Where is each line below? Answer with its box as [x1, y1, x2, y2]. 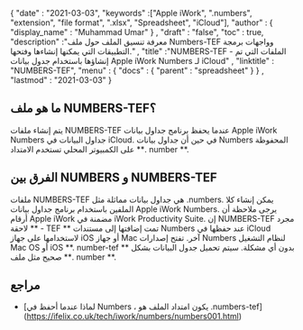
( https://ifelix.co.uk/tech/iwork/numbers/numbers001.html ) [23, 311, 243, 322]
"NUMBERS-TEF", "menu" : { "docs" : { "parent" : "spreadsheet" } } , [10, 65, 264, 76]
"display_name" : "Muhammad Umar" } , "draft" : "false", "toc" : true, [10, 27, 264, 37]
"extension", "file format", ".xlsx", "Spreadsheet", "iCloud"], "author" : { [10, 17, 273, 28]
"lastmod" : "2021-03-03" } [10, 75, 112, 85]
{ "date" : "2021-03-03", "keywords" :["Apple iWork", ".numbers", [10, 8, 252, 18]
